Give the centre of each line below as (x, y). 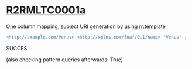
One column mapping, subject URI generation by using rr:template (86, 26)
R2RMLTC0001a (46, 10)
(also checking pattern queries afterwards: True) (64, 60)
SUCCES (17, 48)
